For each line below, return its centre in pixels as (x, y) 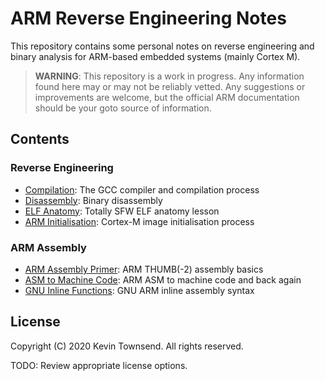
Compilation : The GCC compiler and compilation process (142, 189)
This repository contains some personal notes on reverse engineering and (162, 46)
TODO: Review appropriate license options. (99, 365)
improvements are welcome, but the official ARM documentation (167, 97)
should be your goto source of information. (123, 108)
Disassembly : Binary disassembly (93, 200)
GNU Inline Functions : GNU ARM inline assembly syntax (139, 290)
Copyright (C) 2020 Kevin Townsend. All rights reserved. (127, 346)
